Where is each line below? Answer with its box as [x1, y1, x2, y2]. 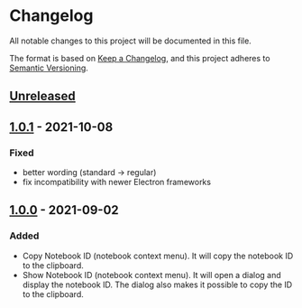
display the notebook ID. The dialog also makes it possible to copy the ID [22, 279, 293, 290]
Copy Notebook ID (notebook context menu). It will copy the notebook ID [22, 250, 294, 261]
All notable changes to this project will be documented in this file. [9, 35, 252, 46]
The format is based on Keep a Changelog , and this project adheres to [9, 52, 270, 63]
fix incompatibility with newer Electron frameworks [22, 177, 212, 188]
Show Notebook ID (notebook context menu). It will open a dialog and [22, 269, 281, 280]
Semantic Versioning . [9, 62, 88, 73]
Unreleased [9, 89, 77, 104]
